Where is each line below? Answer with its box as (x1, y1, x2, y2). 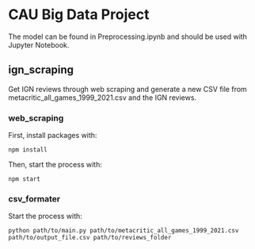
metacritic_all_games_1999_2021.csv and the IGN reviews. (8, 93, 196, 102)
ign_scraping (8, 63, 74, 77)
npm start (8, 175, 41, 183)
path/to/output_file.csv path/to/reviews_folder (8, 234, 172, 242)
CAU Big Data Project (8, 6, 150, 24)
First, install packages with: (8, 131, 97, 140)
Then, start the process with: (8, 160, 103, 170)
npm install (8, 146, 48, 154)
